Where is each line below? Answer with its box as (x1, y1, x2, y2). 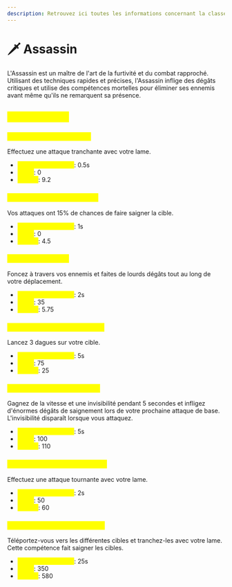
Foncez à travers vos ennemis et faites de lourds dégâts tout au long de (7, 269, 211, 278)
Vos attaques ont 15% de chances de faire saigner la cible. (7, 208, 174, 217)
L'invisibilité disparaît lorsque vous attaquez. (7, 414, 133, 422)
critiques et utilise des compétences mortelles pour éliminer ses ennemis (7, 84, 215, 92)
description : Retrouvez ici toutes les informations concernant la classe (7, 10, 227, 17)
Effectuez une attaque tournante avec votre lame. (7, 475, 148, 483)
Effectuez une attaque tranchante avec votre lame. (7, 147, 151, 156)
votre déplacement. (7, 277, 63, 285)
